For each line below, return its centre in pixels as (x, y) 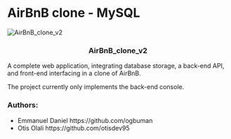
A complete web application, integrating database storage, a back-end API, (116, 66)
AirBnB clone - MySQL (74, 13)
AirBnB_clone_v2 (118, 51)
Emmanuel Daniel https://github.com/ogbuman (85, 120)
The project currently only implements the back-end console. (96, 87)
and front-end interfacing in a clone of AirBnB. (74, 73)
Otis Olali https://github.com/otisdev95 (73, 128)
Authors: (23, 105)
